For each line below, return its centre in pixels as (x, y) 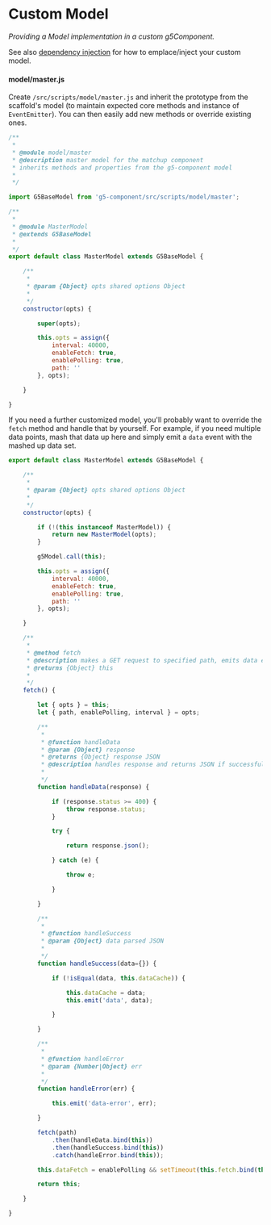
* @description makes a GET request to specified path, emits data (142, 660)
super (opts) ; (59, 324)
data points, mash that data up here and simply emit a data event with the (130, 437)
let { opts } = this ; (74, 705)
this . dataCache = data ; (106, 993)
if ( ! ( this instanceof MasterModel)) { (104, 527)
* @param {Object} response (88, 750)
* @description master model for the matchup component (108, 160)
